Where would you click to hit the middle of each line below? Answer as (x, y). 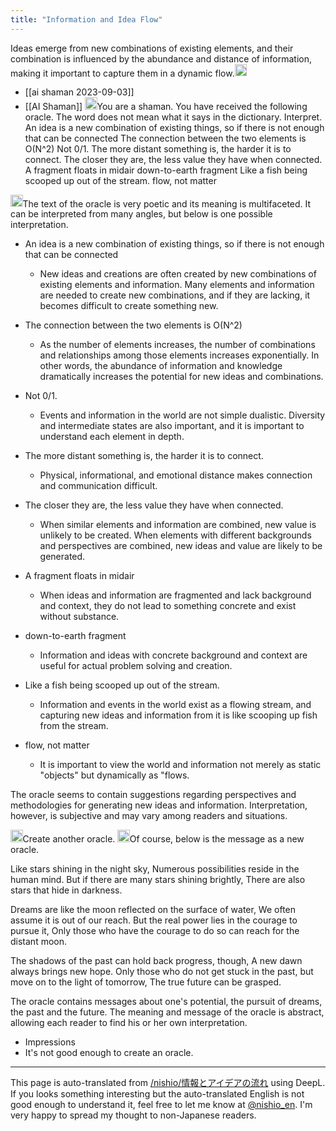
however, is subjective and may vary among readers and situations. (149, 816)
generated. (62, 557)
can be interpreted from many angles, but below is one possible (141, 214)
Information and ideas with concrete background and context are (173, 655)
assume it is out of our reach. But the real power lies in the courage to (154, 920)
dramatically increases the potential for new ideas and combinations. (181, 377)
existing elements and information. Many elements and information (177, 285)
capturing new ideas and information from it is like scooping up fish (178, 715)
